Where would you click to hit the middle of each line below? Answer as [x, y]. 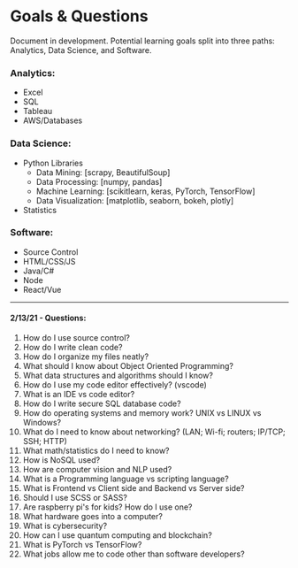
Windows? [42, 423]
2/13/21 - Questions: [48, 318]
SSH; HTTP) [45, 441]
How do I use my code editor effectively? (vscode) [115, 385]
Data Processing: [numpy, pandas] [99, 181]
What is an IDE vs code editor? [79, 395]
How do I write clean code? [73, 348]
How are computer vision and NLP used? [97, 470]
